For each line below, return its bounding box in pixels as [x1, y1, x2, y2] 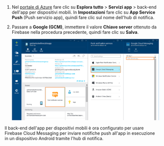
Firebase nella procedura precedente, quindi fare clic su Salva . [11, 29, 139, 35]
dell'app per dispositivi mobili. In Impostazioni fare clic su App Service [11, 9, 156, 15]
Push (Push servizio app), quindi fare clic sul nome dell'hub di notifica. [11, 15, 155, 20]
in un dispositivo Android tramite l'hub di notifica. [4, 136, 104, 142]
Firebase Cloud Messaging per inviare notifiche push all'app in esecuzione [4, 130, 155, 136]
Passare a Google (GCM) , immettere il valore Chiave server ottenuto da [11, 24, 157, 30]
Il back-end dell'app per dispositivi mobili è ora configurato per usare [4, 125, 144, 131]
